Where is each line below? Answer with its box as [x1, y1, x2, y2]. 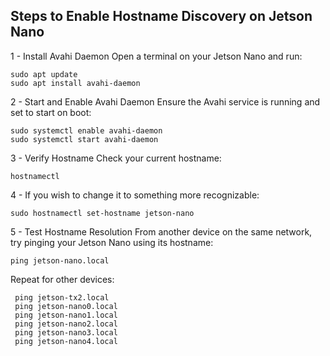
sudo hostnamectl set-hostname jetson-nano [10, 208, 195, 218]
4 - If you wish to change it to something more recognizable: [10, 189, 260, 201]
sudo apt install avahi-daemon [10, 78, 141, 88]
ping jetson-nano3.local [14, 327, 118, 338]
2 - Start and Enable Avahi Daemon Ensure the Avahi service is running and [10, 95, 321, 108]
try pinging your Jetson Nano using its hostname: [10, 236, 214, 248]
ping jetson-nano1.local [14, 310, 118, 320]
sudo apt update [10, 69, 78, 79]
